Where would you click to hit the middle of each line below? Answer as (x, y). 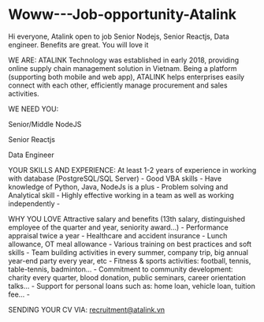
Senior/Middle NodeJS (45, 124)
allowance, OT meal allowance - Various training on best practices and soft (130, 244)
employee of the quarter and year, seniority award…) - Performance (118, 227)
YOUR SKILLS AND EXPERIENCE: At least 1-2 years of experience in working (132, 170)
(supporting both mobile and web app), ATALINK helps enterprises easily (126, 77)
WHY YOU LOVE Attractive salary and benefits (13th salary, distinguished (127, 219)
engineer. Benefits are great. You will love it (78, 44)
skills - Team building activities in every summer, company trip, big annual (128, 252)
